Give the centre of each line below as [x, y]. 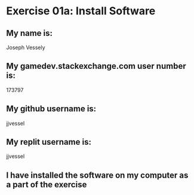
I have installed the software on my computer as [97, 175]
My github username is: [51, 109]
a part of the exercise [47, 185]
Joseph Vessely [26, 47]
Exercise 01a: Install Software [81, 11]
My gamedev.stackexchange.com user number [96, 66]
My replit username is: [49, 142]
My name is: [29, 33]
